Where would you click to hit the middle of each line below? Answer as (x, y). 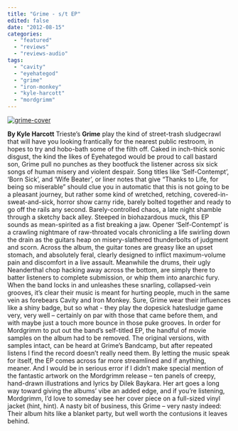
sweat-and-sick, (31, 202)
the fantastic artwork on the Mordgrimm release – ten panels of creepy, (112, 376)
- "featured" (33, 41)
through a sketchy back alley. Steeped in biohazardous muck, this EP (108, 217)
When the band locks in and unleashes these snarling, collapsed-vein (109, 285)
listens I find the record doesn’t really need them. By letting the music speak (119, 353)
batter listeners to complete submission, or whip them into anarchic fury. (114, 277)
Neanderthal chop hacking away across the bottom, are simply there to (111, 270)
